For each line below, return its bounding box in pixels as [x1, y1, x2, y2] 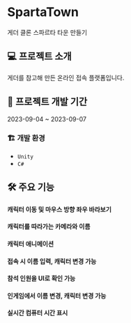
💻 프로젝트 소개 [7, 50, 72, 63]
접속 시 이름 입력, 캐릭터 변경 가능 [7, 257, 97, 265]
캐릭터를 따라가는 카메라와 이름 [7, 223, 91, 231]
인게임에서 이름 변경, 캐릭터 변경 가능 [7, 291, 107, 300]
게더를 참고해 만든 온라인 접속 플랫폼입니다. [7, 73, 125, 82]
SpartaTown [7, 4, 79, 20]
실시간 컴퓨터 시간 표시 [7, 308, 68, 317]
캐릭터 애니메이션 [7, 240, 54, 248]
